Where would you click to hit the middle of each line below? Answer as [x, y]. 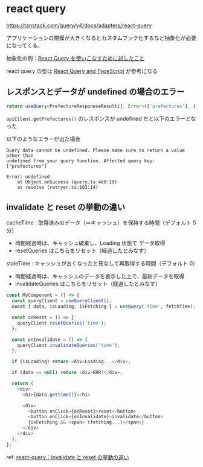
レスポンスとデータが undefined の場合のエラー [95, 92]
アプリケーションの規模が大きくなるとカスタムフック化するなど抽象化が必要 [101, 37]
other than [20, 156]
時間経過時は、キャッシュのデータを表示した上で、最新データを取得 [100, 276]
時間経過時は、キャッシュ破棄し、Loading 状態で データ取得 [90, 243]
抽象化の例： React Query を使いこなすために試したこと [76, 58]
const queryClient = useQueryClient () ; [62, 301]
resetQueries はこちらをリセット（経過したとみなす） [82, 251]
